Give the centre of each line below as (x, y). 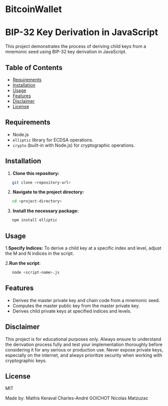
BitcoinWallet (34, 9)
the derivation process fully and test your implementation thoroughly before (84, 344)
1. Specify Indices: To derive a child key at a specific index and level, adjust (83, 248)
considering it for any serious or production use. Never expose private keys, (84, 350)
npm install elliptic (35, 220)
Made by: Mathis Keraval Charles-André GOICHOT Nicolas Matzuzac (77, 398)
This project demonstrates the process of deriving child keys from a (76, 46)
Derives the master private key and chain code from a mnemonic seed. (86, 300)
